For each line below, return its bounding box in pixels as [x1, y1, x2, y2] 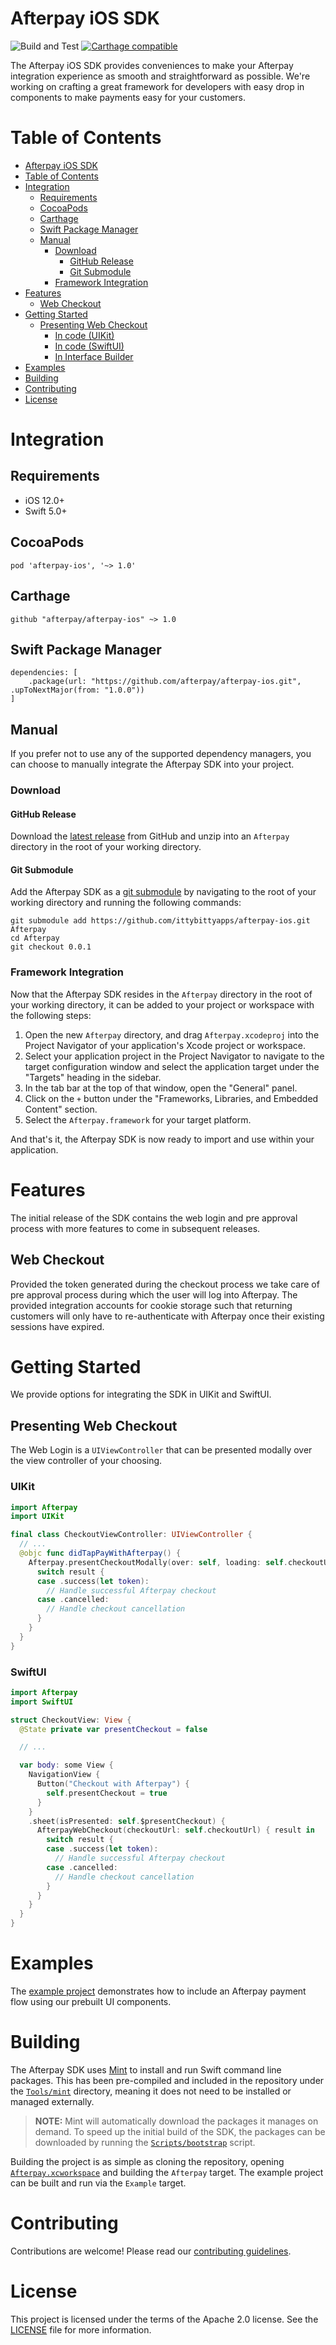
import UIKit [10, 1512, 65, 1522]
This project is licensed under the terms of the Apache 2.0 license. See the [10, 2313, 319, 2325]
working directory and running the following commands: [10, 897, 242, 909]
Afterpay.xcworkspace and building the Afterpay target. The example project [10, 2166, 324, 2178]
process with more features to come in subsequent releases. [10, 1222, 261, 1234]
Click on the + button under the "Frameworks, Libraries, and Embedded [24, 1092, 319, 1104]
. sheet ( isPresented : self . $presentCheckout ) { [28, 1816, 226, 1826]
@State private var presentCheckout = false [19, 1724, 208, 1734]
